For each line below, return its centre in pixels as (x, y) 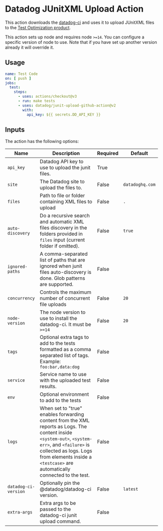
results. (48, 387)
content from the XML (65, 421)
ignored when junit (61, 266)
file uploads (53, 304)
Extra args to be (58, 503)
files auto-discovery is (65, 272)
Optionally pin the (60, 483)
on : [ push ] (18, 78)
